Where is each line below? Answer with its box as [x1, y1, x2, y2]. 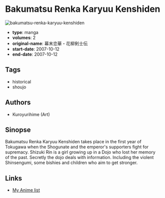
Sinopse [5, 125, 31, 134]
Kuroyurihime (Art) [12, 111, 50, 117]
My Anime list [12, 187, 40, 193]
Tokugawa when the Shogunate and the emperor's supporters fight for [5, 144, 149, 150]
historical [12, 79, 31, 84]
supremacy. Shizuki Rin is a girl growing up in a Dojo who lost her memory [5, 149, 156, 155]
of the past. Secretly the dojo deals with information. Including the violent [5, 155, 154, 160]
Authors [5, 98, 31, 107]
